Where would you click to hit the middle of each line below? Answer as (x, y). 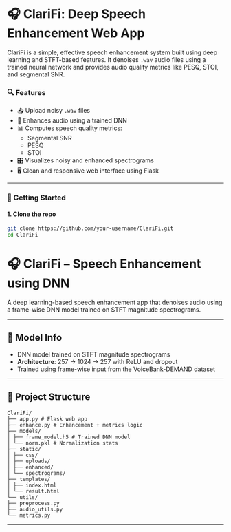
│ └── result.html (33, 491)
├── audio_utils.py (35, 509)
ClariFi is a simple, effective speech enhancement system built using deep (112, 52)
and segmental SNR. (36, 74)
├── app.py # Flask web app (47, 419)
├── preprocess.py (33, 503)
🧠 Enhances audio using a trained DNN (72, 120)
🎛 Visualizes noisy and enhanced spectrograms (86, 160)
